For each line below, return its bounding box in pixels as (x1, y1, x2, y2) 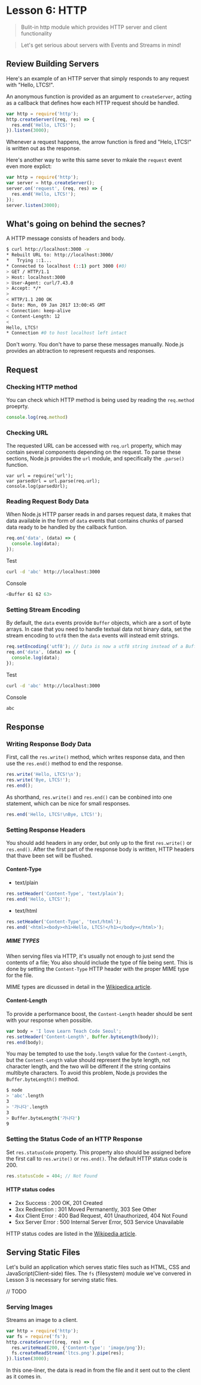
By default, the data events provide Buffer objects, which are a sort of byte (6, 619, 191, 626)
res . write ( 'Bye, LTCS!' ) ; (6, 777, 71, 783)
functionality (20, 29, 52, 37)
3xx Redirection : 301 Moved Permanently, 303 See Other (14, 1206, 157, 1213)
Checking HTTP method (6, 382, 78, 391)
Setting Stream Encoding (6, 605, 81, 614)
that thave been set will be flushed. (6, 852, 93, 859)
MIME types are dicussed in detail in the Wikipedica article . (6, 983, 152, 990)
